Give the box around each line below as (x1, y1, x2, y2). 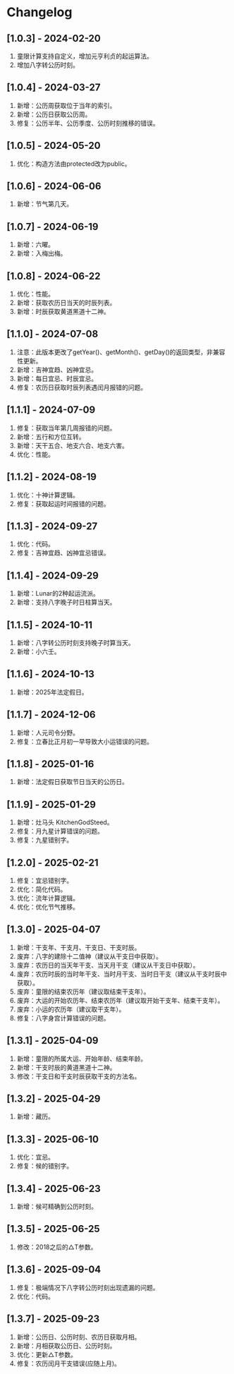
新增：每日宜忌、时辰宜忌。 (16, 374, 98, 382)
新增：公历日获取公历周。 (16, 110, 92, 119)
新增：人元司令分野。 (16, 728, 79, 737)
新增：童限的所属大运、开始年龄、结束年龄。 (16, 1054, 147, 1063)
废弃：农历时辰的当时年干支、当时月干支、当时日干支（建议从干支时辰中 (16, 970, 227, 978)
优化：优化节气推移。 (16, 903, 79, 911)
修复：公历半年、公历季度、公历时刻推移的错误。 (16, 119, 159, 127)
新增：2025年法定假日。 (16, 687, 89, 696)
